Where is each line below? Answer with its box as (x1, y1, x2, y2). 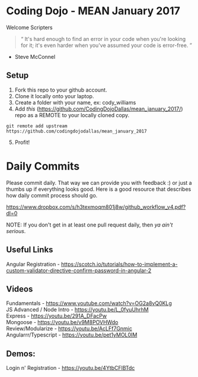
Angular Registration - (6, 260, 60, 268)
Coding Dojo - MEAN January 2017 (6, 4, 181, 18)
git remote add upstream (6, 123, 68, 129)
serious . (6, 227, 26, 234)
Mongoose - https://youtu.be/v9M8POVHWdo (6, 319, 119, 326)
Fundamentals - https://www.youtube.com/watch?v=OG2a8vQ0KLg (6, 300, 172, 307)
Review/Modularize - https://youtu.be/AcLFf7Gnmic (6, 325, 132, 332)
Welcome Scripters (6, 24, 53, 31)
